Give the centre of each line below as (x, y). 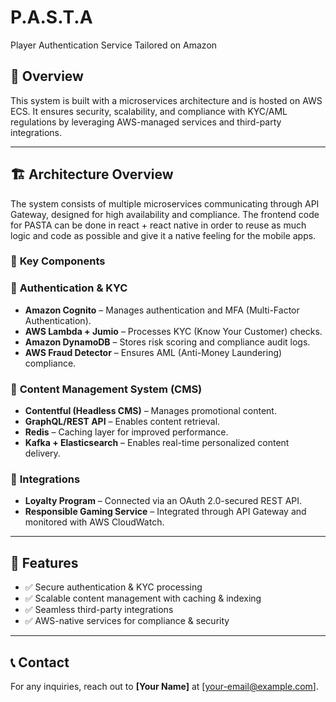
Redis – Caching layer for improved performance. (126, 432)
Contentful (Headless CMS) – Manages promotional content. (150, 411)
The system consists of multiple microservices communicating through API (165, 203)
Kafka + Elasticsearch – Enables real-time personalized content (157, 443)
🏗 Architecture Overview (92, 174)
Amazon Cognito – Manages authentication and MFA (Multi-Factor (162, 310)
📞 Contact (40, 662)
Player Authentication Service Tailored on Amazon (114, 45)
